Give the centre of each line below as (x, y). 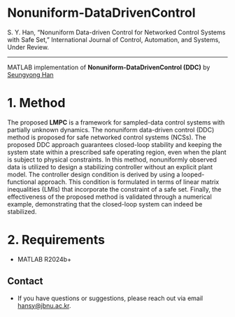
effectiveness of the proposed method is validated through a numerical (109, 197)
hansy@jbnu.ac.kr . (44, 305)
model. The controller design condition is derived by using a (94, 174)
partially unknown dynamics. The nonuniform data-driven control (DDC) (111, 129)
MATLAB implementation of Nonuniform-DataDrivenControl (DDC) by (109, 67)
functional (22, 182)
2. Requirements (56, 240)
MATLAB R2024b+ (44, 259)
